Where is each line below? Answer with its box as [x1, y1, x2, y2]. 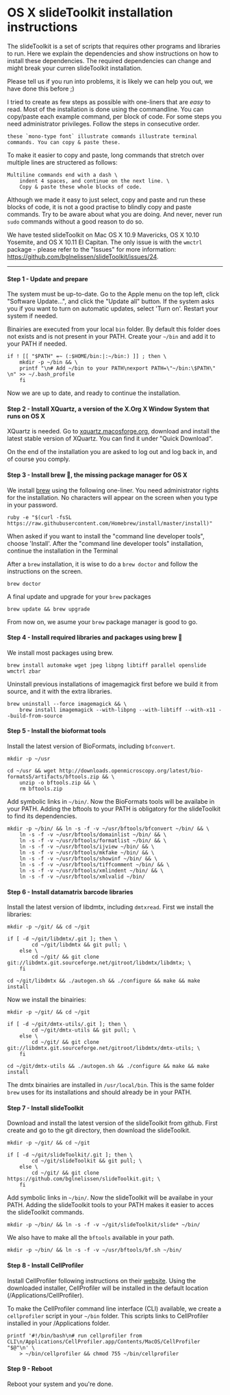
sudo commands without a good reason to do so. [7, 217, 144, 226]
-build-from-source [7, 712, 63, 719]
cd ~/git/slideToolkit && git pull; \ [31, 1158, 142, 1165]
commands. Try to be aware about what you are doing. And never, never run [7, 210, 222, 218]
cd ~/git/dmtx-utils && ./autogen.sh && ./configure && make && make [7, 1063, 210, 1070]
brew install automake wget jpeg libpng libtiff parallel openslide [7, 662, 207, 669]
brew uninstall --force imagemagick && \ [7, 700, 127, 707]
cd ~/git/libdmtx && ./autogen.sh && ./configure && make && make [7, 977, 201, 985]
